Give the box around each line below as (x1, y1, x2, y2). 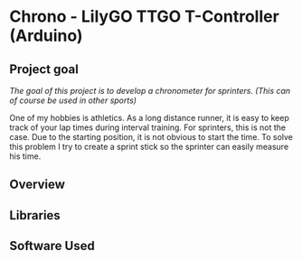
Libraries (9, 208, 61, 223)
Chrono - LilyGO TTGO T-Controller (9, 6, 280, 27)
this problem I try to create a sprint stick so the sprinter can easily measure (9, 142, 289, 152)
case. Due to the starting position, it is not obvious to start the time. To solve (9, 132, 294, 142)
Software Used (9, 238, 95, 254)
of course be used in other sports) (9, 95, 137, 106)
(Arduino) (9, 25, 83, 46)
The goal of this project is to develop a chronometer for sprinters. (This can (9, 86, 291, 96)
